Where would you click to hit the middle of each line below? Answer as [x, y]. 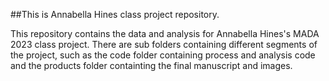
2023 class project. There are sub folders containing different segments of [164, 44]
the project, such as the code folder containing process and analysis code [163, 55]
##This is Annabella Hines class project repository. [115, 14]
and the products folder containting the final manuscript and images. [151, 65]
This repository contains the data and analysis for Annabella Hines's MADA [165, 33]
